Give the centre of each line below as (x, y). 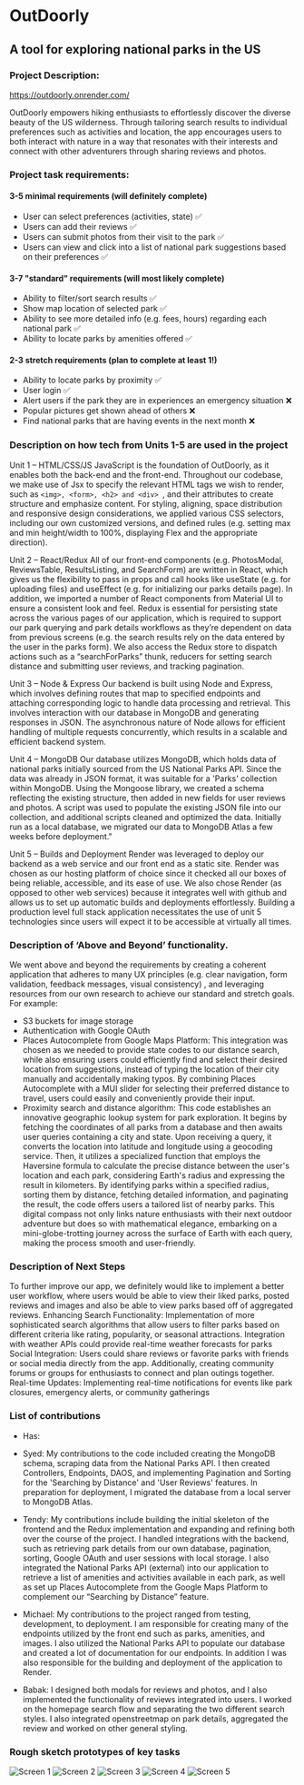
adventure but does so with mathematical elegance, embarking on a (150, 1224)
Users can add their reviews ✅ (79, 227)
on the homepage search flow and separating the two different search (153, 1709)
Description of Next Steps (67, 1266)
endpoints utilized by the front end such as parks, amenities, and (144, 1633)
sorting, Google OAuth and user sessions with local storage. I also (146, 1558)
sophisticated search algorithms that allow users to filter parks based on (144, 1325)
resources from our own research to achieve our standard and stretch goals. (152, 994)
